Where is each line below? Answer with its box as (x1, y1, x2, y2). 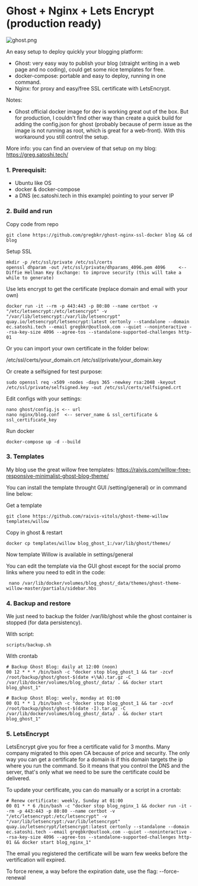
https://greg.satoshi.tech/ (6, 151, 69, 158)
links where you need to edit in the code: (6, 568, 106, 575)
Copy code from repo (6, 220, 59, 227)
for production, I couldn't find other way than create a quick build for (14, 114, 183, 121)
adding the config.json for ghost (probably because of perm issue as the (14, 120, 193, 127)
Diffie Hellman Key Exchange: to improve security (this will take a (6, 270, 182, 275)
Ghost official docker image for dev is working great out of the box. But (14, 108, 189, 115)
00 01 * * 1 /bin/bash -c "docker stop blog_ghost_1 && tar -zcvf (6, 700, 174, 706)
